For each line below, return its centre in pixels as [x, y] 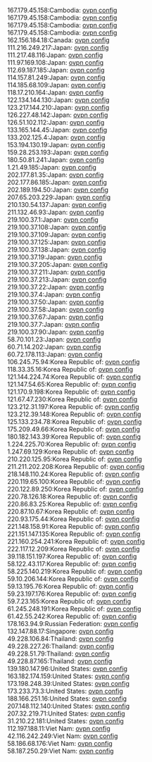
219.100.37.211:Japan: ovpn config [56, 272]
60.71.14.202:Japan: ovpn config [54, 347]
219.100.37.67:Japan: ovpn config [55, 317]
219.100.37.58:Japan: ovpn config [56, 310]
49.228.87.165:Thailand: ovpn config [60, 661]
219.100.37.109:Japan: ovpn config [57, 235]
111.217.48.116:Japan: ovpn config [55, 55]
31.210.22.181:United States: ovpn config [66, 721]
